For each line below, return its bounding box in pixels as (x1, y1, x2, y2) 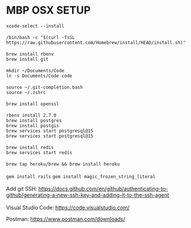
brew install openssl (6, 101, 60, 107)
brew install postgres (6, 118, 62, 123)
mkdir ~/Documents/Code (6, 67, 65, 74)
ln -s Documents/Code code (6, 73, 73, 79)
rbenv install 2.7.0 (6, 112, 57, 118)
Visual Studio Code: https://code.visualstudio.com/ (6, 204, 130, 211)
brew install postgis (6, 122, 60, 129)
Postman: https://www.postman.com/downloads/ (6, 215, 126, 222)
